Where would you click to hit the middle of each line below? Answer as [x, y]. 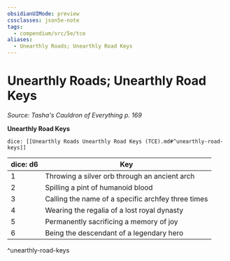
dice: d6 [24, 164]
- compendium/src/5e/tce [50, 33]
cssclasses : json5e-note [43, 20]
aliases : [20, 40]
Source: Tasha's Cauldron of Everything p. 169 [74, 115]
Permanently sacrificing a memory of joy [112, 221]
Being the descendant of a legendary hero [114, 233]
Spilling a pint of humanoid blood [99, 188]
